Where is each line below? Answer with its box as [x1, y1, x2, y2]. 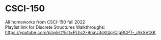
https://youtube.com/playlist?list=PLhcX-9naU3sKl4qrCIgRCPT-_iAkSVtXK [5, 29, 156, 35]
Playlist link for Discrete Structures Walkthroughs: [5, 24, 106, 30]
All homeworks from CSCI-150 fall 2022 [5, 19, 85, 25]
